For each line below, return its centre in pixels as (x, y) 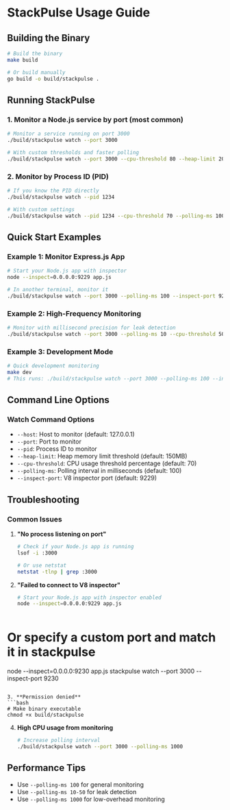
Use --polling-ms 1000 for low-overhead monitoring (91, 799)
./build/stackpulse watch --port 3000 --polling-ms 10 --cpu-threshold (111, 334)
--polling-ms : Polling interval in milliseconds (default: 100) (99, 471)
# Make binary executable (44, 709)
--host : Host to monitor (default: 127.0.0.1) (76, 434)
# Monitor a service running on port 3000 (68, 134)
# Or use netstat (42, 565)
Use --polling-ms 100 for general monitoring (80, 784)
